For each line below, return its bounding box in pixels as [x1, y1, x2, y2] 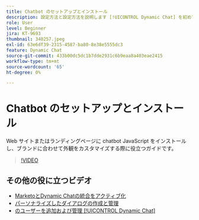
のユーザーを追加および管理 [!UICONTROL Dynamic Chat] [14, 207, 156, 214]
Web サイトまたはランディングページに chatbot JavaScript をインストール [6, 138, 187, 145]
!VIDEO [20, 157, 38, 164]
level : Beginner [6, 25, 46, 31]
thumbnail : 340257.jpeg [6, 36, 65, 42]
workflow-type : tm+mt [6, 58, 60, 64]
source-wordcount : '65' [6, 63, 65, 70]
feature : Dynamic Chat [6, 47, 62, 53]
